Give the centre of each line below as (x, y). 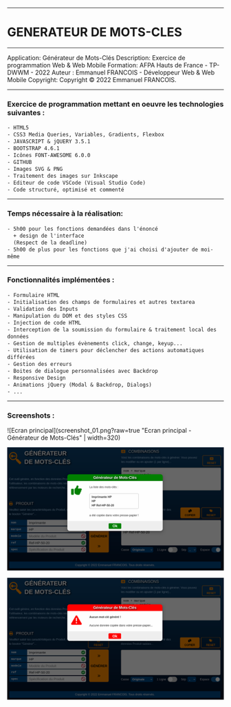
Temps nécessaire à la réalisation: (65, 214)
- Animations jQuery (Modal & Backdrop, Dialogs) (80, 385)
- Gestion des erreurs (40, 364)
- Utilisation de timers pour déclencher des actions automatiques (106, 350)
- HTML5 (18, 128)
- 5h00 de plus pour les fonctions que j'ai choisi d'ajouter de (102, 249)
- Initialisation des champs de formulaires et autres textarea (101, 302)
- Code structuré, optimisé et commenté (66, 190)
